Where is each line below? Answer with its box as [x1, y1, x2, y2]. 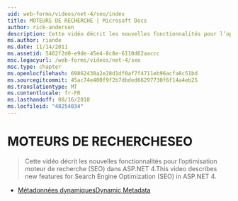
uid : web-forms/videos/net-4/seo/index [7, 10, 125, 18]
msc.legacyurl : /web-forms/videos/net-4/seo [7, 57, 141, 64]
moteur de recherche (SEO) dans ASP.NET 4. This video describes [24, 164, 217, 173]
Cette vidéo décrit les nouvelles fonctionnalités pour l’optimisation [24, 157, 217, 165]
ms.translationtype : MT [7, 83, 78, 90]
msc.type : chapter [7, 63, 62, 70]
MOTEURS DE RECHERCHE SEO [7, 134, 193, 150]
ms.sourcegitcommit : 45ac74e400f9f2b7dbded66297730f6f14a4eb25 [7, 76, 198, 84]
